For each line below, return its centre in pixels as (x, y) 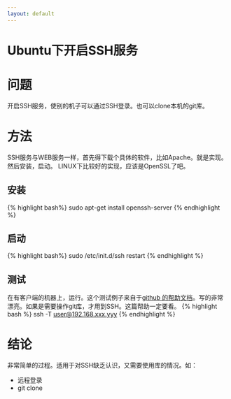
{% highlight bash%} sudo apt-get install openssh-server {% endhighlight (114, 208)
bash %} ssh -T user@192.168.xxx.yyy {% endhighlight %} (91, 314)
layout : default (31, 14)
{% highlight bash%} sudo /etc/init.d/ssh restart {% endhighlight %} (105, 256)
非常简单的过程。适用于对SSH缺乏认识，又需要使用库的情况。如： (103, 365)
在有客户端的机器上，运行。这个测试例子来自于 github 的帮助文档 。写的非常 (115, 298)
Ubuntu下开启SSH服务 (73, 50)
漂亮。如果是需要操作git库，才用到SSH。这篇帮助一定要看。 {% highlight (112, 306)
